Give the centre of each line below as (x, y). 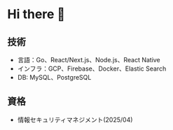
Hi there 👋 (36, 14)
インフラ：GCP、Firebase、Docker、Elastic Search (92, 68)
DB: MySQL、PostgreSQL (54, 77)
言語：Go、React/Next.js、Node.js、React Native (89, 60)
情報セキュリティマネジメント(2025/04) (75, 120)
